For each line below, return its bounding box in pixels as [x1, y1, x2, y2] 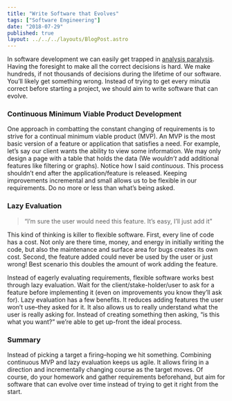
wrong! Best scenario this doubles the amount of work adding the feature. [7, 259, 218, 268]
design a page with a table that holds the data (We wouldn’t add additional [7, 154, 220, 163]
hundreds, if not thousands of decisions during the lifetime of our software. [7, 70, 222, 78]
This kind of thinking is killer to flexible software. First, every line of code [7, 230, 215, 239]
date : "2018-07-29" [7, 23, 64, 30]
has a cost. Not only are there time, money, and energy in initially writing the [7, 237, 224, 246]
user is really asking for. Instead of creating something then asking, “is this [7, 310, 220, 318]
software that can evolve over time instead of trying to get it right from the [7, 380, 219, 389]
